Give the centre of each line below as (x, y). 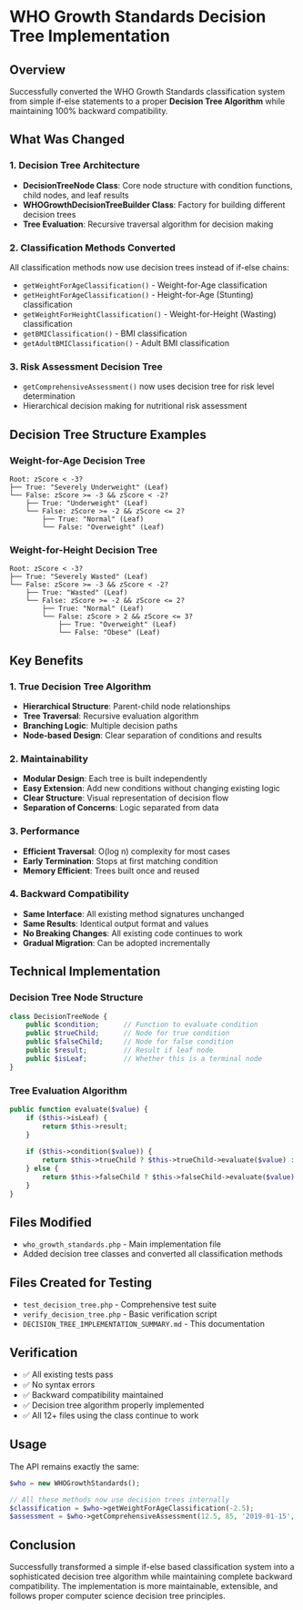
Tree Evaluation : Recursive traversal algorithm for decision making (148, 224)
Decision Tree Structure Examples (108, 434)
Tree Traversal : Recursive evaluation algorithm (111, 716)
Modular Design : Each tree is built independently (115, 779)
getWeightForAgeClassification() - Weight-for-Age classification (145, 285)
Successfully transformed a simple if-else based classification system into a (152, 1567)
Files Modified (51, 1222)
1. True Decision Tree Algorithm (81, 687)
